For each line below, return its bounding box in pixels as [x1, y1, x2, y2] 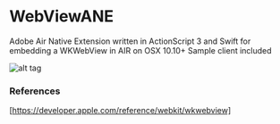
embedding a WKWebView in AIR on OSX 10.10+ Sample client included [9, 45, 272, 55]
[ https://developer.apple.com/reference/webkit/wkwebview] [9, 105, 232, 116]
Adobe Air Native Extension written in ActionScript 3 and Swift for [9, 36, 251, 46]
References [9, 85, 61, 97]
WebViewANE [9, 6, 115, 27]
